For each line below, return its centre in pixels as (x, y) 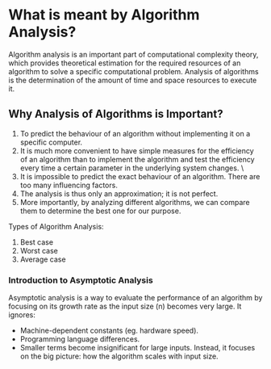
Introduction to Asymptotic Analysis (81, 280)
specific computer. (51, 142)
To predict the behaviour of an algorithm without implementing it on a (135, 133)
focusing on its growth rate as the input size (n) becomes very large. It (125, 306)
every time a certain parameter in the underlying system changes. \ (132, 168)
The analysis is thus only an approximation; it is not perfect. (119, 193)
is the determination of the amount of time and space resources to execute (133, 80)
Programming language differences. (80, 339)
